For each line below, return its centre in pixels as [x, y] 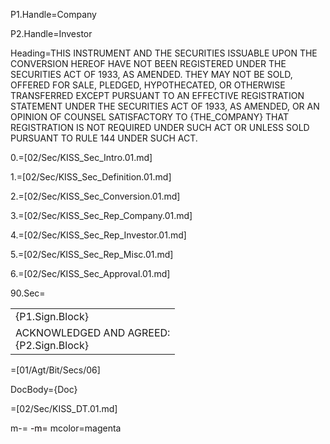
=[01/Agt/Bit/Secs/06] [55, 370]
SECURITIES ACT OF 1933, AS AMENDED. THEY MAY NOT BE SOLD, [151, 74]
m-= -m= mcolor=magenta [66, 428]
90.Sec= [28, 293]
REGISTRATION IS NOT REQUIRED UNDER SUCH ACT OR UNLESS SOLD [160, 127]
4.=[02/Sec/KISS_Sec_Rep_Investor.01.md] [98, 235]
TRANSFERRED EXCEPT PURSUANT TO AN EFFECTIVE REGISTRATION [157, 95]
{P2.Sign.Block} [52, 345]
